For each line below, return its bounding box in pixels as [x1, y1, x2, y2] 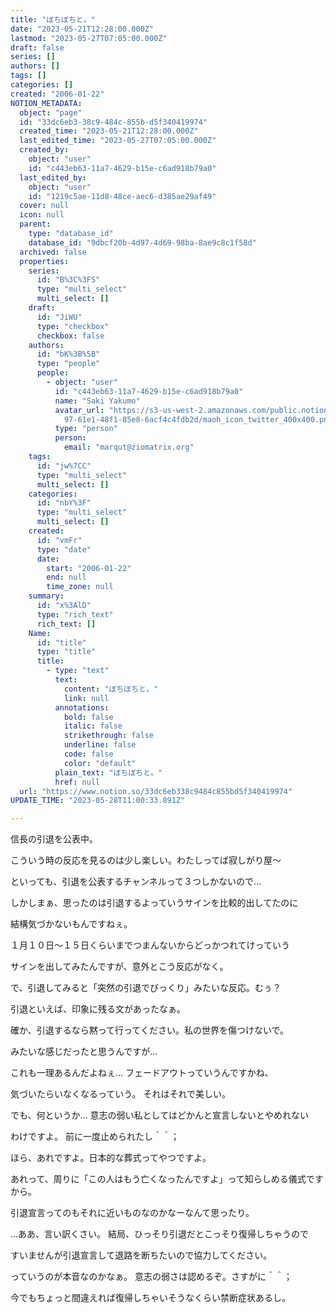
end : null [46, 572, 87, 583]
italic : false [63, 721, 123, 731]
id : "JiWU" [36, 312, 83, 322]
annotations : [54, 702, 110, 713]
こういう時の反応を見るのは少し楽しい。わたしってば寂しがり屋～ [10, 854, 282, 866]
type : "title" [36, 647, 97, 657]
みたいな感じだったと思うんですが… [10, 1046, 158, 1058]
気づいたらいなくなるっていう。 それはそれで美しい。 [10, 1088, 231, 1100]
